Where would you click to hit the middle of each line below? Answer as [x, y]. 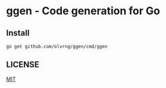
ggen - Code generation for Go [83, 11]
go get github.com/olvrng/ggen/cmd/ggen [57, 46]
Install [18, 33]
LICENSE [23, 65]
